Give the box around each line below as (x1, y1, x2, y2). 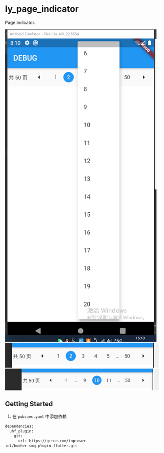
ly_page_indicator (5, 3, 79, 15)
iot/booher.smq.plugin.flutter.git (5, 443, 78, 448)
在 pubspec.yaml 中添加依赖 (12, 413, 67, 419)
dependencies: (5, 424, 34, 429)
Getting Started (5, 400, 53, 408)
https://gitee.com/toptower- (29, 438, 89, 443)
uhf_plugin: (9, 429, 34, 433)
